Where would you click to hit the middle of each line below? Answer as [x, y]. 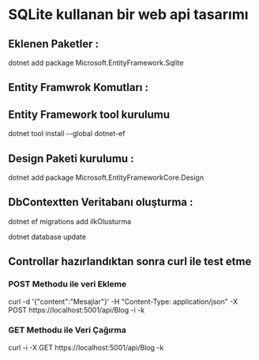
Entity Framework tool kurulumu [89, 114]
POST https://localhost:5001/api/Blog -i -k [76, 309]
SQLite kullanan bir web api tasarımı [128, 15]
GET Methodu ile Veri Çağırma [67, 330]
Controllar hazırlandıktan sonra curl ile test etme [130, 261]
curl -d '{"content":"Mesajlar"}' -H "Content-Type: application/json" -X [123, 301]
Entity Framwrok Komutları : [78, 87]
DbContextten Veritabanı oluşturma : [101, 202]
